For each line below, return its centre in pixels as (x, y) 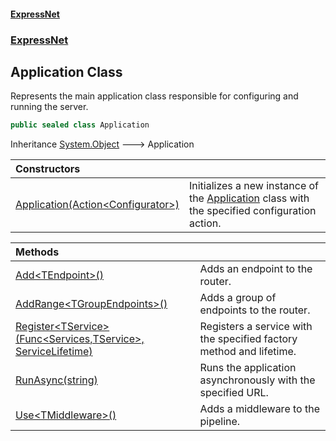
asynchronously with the (257, 380)
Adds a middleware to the (259, 409)
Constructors (48, 169)
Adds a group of (238, 298)
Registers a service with (256, 327)
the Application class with (249, 198)
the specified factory (248, 339)
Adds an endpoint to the (256, 269)
